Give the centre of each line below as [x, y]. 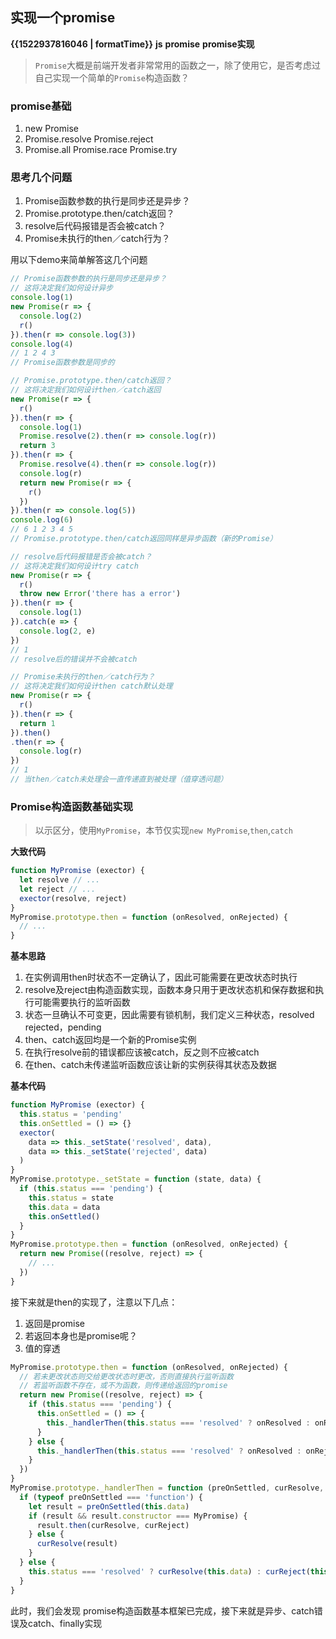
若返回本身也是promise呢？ [81, 1335]
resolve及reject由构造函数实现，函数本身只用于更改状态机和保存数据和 [170, 990]
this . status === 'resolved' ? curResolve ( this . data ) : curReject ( [169, 1571]
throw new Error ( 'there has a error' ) [100, 594]
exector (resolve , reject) [73, 898]
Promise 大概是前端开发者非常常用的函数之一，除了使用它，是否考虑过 [177, 65]
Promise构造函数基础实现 [72, 806]
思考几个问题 [41, 178]
